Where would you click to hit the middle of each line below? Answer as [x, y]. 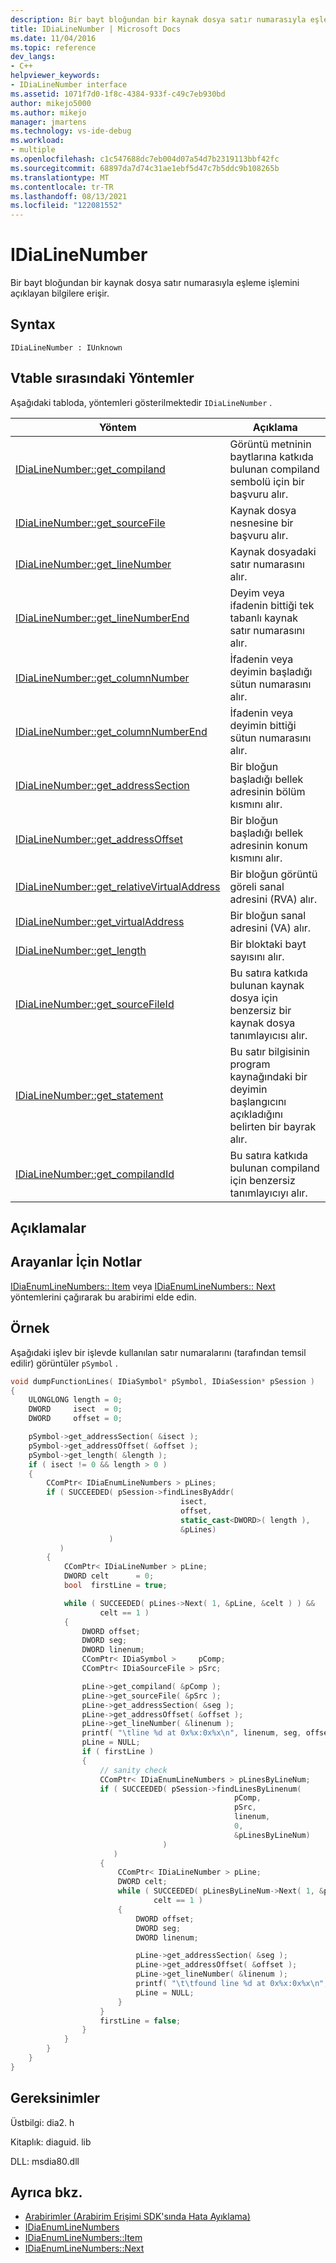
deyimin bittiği [263, 725]
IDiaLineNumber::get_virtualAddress [100, 921]
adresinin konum [268, 845]
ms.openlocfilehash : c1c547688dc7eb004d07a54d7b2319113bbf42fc [145, 159]
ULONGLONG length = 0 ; [75, 1400]
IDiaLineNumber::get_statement [89, 1095]
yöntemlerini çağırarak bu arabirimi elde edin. [103, 1297]
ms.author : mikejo [48, 112]
